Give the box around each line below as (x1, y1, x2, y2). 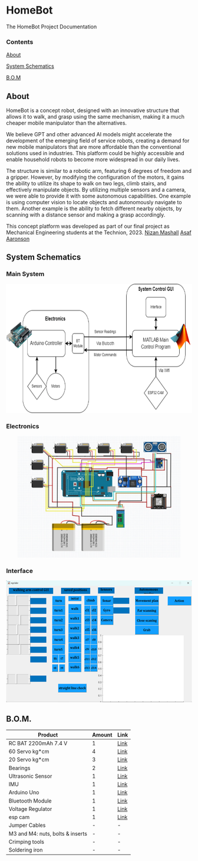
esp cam (8, 814, 30, 821)
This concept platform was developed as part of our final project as (6, 222, 170, 230)
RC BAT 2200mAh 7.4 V (8, 739, 68, 747)
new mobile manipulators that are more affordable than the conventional (6, 143, 181, 150)
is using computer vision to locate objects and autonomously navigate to (6, 199, 182, 206)
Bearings (8, 764, 31, 771)
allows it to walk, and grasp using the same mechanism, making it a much (6, 113, 184, 120)
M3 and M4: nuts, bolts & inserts (8, 830, 87, 837)
